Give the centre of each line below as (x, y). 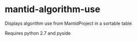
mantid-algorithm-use (53, 9)
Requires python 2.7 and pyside (38, 33)
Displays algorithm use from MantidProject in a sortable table (68, 23)
